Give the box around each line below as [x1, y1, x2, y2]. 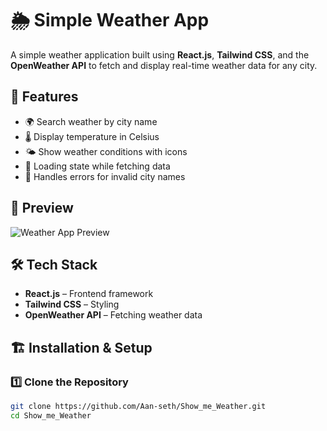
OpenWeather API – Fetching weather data [24, 309, 203, 321]
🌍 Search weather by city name [24, 115, 158, 127]
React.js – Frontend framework [24, 288, 154, 300]
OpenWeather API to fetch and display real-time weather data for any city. [10, 59, 318, 71]
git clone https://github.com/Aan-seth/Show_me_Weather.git [10, 402, 267, 412]
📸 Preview [10, 200, 74, 217]
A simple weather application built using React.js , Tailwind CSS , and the [10, 48, 310, 61]
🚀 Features [10, 88, 79, 106]
